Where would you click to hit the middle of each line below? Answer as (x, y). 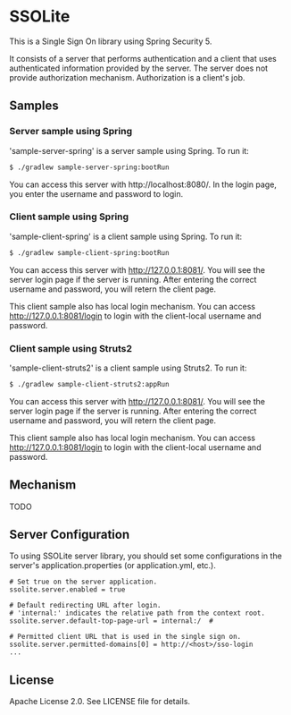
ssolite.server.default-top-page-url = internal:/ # (112, 621)
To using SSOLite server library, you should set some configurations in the (146, 556)
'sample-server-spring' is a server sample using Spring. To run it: (129, 150)
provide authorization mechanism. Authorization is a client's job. (127, 77)
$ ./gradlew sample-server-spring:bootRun (89, 167)
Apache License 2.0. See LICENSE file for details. (100, 702)
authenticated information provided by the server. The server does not (139, 68)
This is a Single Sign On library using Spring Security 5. (111, 41)
